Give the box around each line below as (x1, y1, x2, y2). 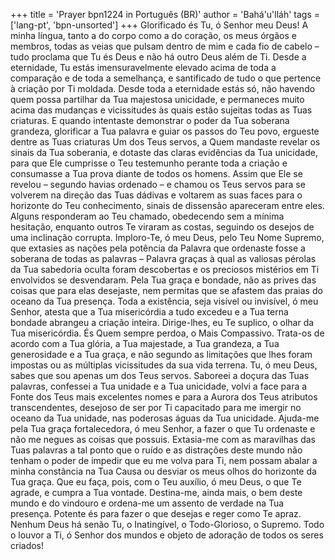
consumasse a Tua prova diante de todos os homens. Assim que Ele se (10, 168, 303, 179)
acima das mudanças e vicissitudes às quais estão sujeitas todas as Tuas (10, 104, 313, 116)
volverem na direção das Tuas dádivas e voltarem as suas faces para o (10, 189, 303, 201)
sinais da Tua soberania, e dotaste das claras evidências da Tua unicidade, (10, 147, 318, 158)
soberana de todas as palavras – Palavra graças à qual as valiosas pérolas (10, 253, 317, 264)
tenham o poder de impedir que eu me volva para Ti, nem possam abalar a (10, 455, 318, 466)
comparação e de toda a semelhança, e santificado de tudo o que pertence (10, 72, 322, 84)
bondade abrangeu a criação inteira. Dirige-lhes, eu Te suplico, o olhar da (10, 317, 315, 328)
